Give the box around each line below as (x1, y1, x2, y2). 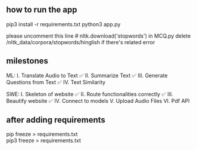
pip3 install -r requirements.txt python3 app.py (6, 20, 121, 27)
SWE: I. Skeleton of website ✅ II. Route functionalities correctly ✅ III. (6, 90, 174, 97)
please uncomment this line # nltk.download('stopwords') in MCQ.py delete (6, 32, 191, 39)
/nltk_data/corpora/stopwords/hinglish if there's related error (6, 38, 155, 45)
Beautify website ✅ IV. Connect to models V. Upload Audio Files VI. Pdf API (6, 97, 190, 104)
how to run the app (6, 5, 77, 15)
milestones (6, 56, 49, 66)
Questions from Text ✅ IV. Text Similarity (6, 78, 106, 85)
